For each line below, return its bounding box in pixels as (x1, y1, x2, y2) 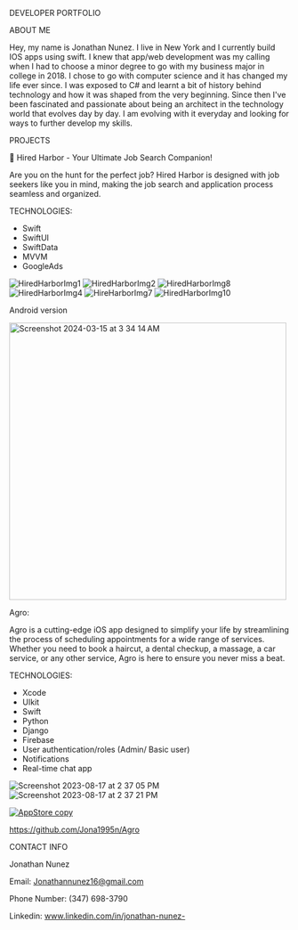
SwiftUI (21, 232, 50, 243)
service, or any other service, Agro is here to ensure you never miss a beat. (9, 653, 286, 663)
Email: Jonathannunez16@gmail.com (9, 877, 144, 886)
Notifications (21, 754, 69, 764)
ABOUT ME (9, 25, 51, 35)
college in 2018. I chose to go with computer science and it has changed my (9, 70, 288, 81)
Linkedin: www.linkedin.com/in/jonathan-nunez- (9, 910, 186, 921)
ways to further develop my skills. (9, 118, 133, 128)
